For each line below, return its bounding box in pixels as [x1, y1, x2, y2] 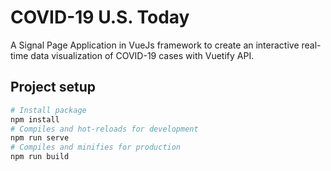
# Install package [10, 105, 87, 115]
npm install [10, 114, 60, 125]
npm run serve [10, 133, 70, 143]
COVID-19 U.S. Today [10, 6, 190, 29]
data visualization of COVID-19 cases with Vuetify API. [30, 49, 255, 61]
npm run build [10, 152, 70, 162]
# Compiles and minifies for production [10, 142, 182, 153]
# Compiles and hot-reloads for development [10, 124, 199, 134]
